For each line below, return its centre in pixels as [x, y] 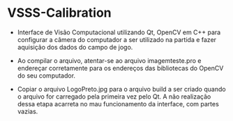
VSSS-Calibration [59, 13]
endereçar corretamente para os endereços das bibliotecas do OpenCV [120, 68]
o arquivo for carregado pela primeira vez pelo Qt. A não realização [114, 97]
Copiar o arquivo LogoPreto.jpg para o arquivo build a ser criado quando [121, 89]
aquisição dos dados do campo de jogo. [75, 47]
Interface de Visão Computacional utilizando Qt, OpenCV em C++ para [119, 32]
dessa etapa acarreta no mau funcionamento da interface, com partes [118, 104]
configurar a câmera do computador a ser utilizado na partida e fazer [117, 39]
